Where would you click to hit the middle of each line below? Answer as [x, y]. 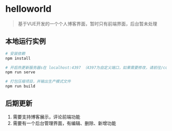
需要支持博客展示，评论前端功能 [46, 117]
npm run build [20, 86]
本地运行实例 [26, 41]
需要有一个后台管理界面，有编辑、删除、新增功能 [64, 123]
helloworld [28, 9]
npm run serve [20, 72]
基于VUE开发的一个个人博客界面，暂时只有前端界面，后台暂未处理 [88, 24]
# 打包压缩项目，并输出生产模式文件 [38, 82]
